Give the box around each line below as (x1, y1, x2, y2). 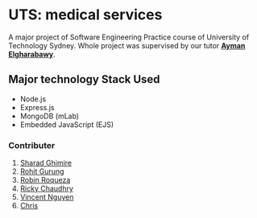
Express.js (19, 102, 55, 112)
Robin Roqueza (19, 175, 71, 185)
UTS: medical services (8, 6, 163, 24)
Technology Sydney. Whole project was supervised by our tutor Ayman (8, 40, 246, 50)
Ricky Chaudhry (19, 183, 74, 194)
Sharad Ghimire (19, 158, 73, 168)
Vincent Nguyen (19, 192, 74, 202)
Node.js (19, 94, 47, 104)
